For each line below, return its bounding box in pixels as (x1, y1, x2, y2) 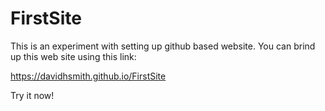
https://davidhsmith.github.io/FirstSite (10, 70, 167, 82)
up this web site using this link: (10, 50, 137, 62)
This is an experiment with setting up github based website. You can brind (10, 40, 316, 52)
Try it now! (10, 89, 55, 101)
